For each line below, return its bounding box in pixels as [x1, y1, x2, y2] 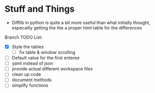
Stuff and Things [4, 3, 75, 15]
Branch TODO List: [4, 34, 43, 40]
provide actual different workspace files [11, 66, 93, 72]
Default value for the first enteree [11, 55, 80, 61]
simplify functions [11, 82, 48, 89]
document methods [11, 77, 52, 83]
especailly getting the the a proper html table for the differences [11, 24, 142, 30]
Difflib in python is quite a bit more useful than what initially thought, [11, 20, 151, 25]
